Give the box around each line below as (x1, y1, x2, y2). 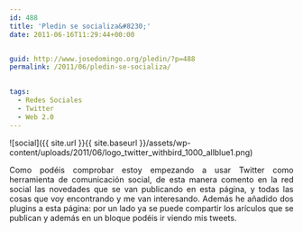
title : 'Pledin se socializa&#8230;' (9, 22, 151, 31)
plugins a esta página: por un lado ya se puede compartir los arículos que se (9, 202, 294, 213)
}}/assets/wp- (139, 137, 191, 148)
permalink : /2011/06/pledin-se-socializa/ (9, 62, 171, 72)
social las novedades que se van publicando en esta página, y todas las (9, 183, 294, 194)
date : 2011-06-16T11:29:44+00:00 (9, 30, 135, 39)
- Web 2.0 (17, 112, 54, 122)
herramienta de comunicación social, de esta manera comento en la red (9, 173, 294, 185)
